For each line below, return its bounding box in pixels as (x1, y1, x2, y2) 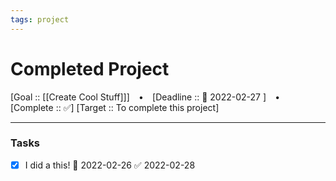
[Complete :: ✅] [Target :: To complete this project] (10, 101, 220, 113)
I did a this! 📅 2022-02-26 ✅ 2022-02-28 (24, 159, 196, 171)
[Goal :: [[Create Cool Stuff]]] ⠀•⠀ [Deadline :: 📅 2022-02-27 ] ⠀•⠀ (10, 91, 287, 103)
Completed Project (10, 57, 170, 80)
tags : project (10, 14, 70, 25)
